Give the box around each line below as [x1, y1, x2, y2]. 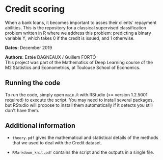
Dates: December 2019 [5, 45, 53, 50]
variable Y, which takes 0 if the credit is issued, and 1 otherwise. [5, 35, 135, 41]
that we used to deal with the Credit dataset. [12, 139, 102, 145]
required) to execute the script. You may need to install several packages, [5, 97, 154, 103]
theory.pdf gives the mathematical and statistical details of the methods [12, 135, 159, 140]
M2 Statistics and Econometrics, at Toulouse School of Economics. [5, 65, 141, 70]
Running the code [5, 79, 60, 87]
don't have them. [5, 107, 39, 113]
